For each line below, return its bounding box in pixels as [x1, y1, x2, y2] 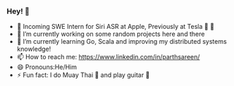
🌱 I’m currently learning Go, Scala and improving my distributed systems [16, 37, 227, 46]
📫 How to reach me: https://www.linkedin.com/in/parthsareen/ [16, 53, 200, 61]
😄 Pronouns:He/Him [16, 63, 78, 71]
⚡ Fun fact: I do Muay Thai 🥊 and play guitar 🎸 [16, 70, 150, 80]
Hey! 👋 [6, 6, 30, 16]
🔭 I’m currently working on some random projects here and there [16, 30, 205, 38]
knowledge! [16, 45, 51, 54]
